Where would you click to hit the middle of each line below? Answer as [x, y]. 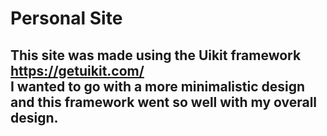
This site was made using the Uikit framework [156, 55]
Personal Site [66, 18]
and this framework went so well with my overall [164, 102]
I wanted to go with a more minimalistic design [158, 86]
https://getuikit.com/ [77, 70]
